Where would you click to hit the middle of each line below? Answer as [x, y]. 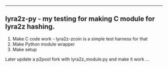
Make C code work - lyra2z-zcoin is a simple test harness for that [80, 38]
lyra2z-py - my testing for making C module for [80, 19]
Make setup [24, 49]
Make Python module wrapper [43, 44]
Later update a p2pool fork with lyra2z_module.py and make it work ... [77, 59]
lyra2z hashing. [30, 27]
